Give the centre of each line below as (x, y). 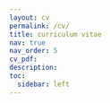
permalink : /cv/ (39, 26)
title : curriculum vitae (55, 34)
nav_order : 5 (34, 51)
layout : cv (30, 17)
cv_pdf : (24, 59)
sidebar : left (43, 84)
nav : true (28, 43)
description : (34, 68)
